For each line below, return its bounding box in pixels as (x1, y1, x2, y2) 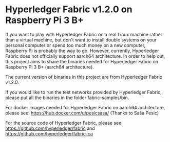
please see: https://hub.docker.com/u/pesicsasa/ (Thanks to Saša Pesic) (5, 110, 159, 116)
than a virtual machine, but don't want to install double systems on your (5, 37, 157, 43)
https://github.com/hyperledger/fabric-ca (5, 130, 93, 136)
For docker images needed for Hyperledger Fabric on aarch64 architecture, (5, 104, 165, 110)
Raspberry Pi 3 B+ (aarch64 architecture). (5, 64, 94, 70)
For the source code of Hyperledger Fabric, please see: (5, 120, 123, 126)
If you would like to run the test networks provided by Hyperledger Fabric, (5, 89, 162, 95)
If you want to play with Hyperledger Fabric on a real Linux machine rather (5, 31, 163, 37)
